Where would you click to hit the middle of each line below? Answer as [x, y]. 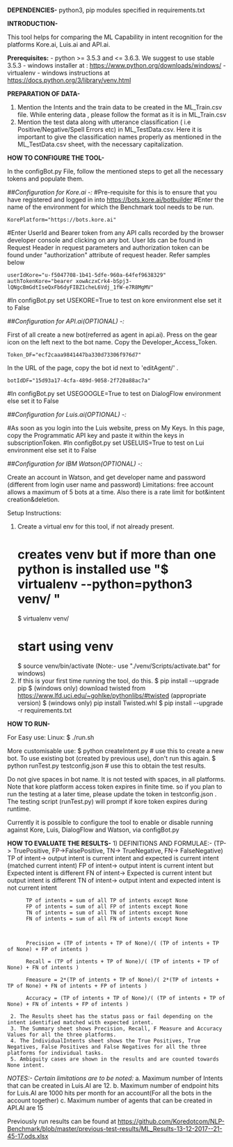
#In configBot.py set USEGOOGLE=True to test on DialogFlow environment [114, 394]
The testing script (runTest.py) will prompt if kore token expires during [107, 801]
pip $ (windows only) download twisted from [81, 688]
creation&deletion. [33, 499]
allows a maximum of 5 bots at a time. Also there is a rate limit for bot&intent [116, 492]
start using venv [65, 647]
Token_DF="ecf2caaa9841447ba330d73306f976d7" [74, 355]
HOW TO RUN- [29, 724]
